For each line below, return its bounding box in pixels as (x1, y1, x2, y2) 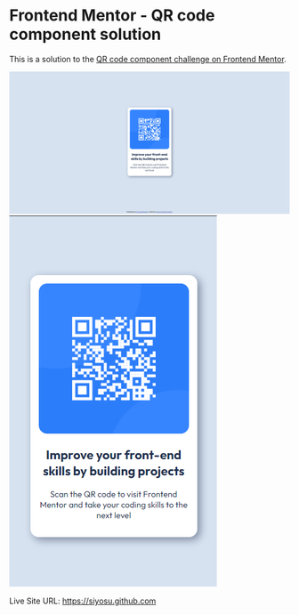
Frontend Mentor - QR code (9, 5, 215, 26)
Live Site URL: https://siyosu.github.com (9, 595, 157, 606)
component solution (9, 24, 162, 45)
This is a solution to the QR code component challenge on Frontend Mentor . (9, 53, 287, 64)
